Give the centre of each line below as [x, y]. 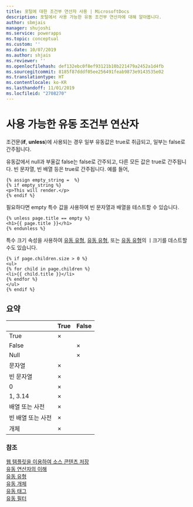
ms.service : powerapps [34, 33]
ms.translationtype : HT [35, 77]
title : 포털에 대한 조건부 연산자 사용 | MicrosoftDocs [68, 11]
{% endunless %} [26, 229]
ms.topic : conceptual [33, 39]
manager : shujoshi [28, 28]
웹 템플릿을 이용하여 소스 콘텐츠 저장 [48, 461]
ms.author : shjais [28, 55]
